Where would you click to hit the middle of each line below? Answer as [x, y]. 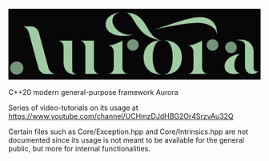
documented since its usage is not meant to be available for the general [126, 140]
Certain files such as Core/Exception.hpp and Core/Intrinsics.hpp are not [128, 132]
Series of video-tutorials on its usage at [73, 108]
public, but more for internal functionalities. [79, 149]
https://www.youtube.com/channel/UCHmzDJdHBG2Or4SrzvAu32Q [121, 116]
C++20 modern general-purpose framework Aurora [93, 92]
